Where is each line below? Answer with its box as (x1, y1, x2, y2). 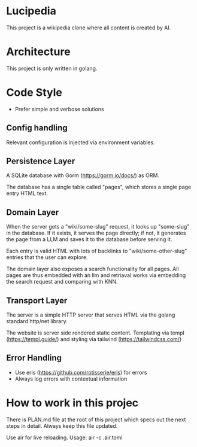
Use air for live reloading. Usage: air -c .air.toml (6, 434, 123, 441)
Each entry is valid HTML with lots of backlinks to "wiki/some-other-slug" (6, 247, 187, 255)
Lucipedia (6, 4, 57, 18)
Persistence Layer (6, 156, 75, 166)
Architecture (6, 45, 71, 59)
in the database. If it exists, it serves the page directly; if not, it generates (6, 229, 186, 237)
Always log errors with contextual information (14, 375, 128, 382)
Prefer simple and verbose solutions (14, 105, 105, 112)
